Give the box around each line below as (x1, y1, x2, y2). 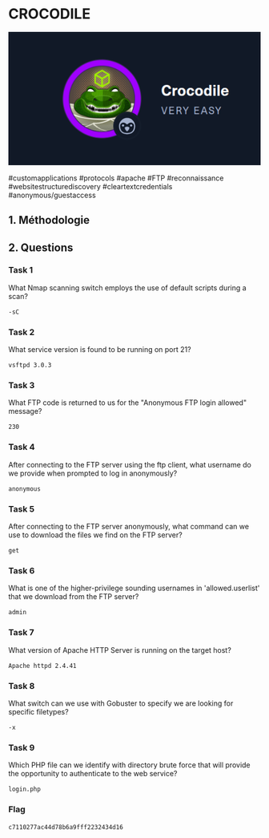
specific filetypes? (8, 706, 70, 716)
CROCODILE (8, 5, 90, 23)
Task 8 (8, 680, 35, 691)
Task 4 (8, 442, 35, 453)
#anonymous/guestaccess (8, 190, 96, 200)
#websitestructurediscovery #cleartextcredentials (8, 181, 173, 191)
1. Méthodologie (8, 213, 90, 227)
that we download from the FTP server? (8, 592, 139, 601)
